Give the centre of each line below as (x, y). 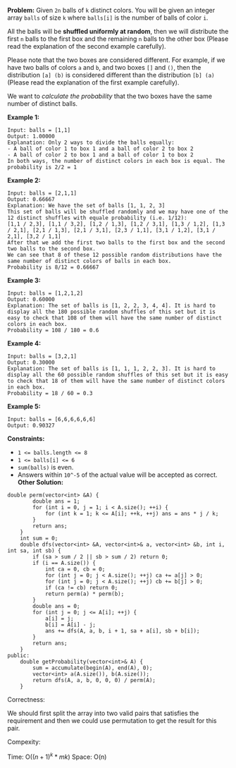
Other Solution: (40, 482)
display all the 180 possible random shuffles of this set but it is (112, 312)
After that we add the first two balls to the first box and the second (116, 243)
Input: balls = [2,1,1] (42, 193)
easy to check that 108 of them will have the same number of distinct (114, 318)
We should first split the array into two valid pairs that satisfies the (103, 713)
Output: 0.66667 (31, 200)
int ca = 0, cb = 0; (75, 569)
